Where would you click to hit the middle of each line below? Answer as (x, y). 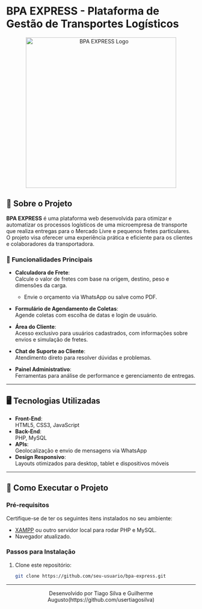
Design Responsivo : (40, 457)
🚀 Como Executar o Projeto (57, 488)
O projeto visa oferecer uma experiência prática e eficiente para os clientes (99, 237)
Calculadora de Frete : (42, 273)
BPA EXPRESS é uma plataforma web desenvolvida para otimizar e (89, 218)
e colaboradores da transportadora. (50, 244)
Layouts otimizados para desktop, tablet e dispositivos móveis (92, 463)
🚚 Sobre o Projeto (39, 204)
